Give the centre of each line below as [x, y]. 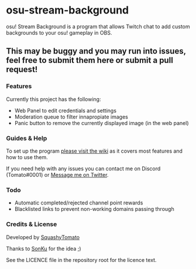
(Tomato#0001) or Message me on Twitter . [57, 174]
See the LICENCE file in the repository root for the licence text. [81, 260]
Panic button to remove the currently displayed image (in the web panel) [102, 123]
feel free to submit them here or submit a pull [90, 60]
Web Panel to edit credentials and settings [66, 110]
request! [22, 70]
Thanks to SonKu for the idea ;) [44, 248]
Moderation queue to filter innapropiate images [71, 117]
